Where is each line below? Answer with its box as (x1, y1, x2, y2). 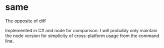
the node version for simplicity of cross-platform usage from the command (5, 33, 159, 39)
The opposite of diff (5, 18, 46, 24)
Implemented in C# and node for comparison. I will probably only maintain (5, 27, 157, 33)
